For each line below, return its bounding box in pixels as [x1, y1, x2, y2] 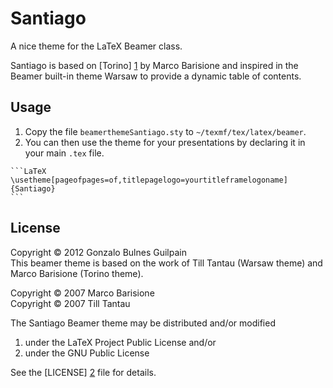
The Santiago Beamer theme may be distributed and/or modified [10, 317, 276, 329]
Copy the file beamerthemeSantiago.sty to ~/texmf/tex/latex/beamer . [24, 125, 307, 137]
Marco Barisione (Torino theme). [10, 267, 144, 279]
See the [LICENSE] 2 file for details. [10, 366, 157, 378]
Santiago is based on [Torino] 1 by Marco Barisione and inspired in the [10, 59, 299, 71]
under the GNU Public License [24, 347, 150, 359]
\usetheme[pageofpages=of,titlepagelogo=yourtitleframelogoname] [10, 175, 288, 185]
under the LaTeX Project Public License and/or [24, 336, 217, 348]
